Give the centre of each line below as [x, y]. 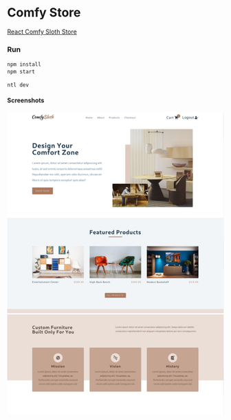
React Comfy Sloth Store [42, 32]
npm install [24, 65]
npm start [21, 72]
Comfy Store [44, 13]
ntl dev [18, 85]
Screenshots [26, 100]
